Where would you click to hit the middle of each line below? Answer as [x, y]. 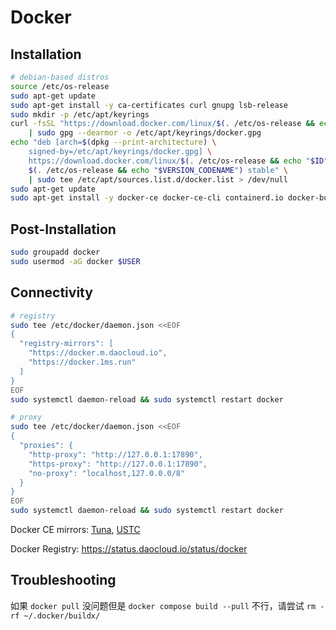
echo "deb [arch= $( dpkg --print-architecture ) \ [113, 142]
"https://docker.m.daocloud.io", [98, 353]
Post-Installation [63, 229]
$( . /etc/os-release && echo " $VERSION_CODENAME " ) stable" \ [158, 170]
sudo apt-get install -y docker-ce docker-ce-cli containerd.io [147, 198]
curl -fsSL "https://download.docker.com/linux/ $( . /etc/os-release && [162, 124]
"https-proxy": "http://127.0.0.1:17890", [118, 464]
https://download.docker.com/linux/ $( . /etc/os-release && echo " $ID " [178, 161]
